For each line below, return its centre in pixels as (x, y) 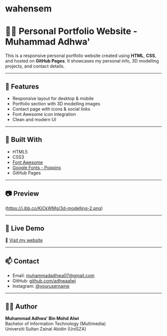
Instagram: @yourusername (41, 286)
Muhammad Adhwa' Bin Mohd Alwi (42, 318)
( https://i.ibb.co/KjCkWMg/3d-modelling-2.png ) (54, 208)
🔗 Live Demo (25, 228)
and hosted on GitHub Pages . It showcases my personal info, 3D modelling (82, 61)
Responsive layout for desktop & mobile (53, 98)
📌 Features (22, 87)
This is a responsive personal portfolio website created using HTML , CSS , (81, 56)
